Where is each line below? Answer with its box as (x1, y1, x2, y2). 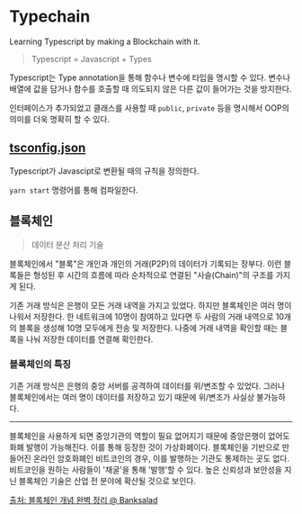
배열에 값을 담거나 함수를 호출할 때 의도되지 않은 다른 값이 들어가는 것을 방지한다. (9, 83, 292, 94)
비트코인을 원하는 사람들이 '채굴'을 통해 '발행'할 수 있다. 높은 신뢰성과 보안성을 (9, 464, 283, 474)
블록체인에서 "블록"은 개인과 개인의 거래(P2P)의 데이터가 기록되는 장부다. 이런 (9, 258, 282, 269)
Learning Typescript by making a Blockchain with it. (9, 36, 200, 47)
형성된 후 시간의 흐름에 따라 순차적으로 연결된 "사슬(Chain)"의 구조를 (32, 269, 274, 280)
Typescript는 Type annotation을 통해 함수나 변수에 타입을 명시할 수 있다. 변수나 (9, 72, 290, 83)
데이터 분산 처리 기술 (31, 239, 104, 249)
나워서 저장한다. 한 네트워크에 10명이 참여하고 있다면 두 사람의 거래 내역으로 (9, 311, 274, 321)
